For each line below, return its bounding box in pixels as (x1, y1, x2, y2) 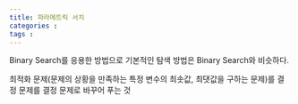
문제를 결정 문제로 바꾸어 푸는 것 (18, 85, 132, 96)
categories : (9, 21, 58, 30)
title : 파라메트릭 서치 (9, 12, 85, 22)
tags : (9, 29, 34, 38)
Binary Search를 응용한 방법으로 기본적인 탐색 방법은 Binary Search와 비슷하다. (9, 55, 289, 66)
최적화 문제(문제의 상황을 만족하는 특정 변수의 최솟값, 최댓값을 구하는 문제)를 (9, 74, 276, 84)
